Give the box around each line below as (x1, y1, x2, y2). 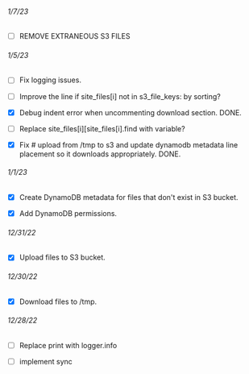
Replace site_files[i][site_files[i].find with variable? (19, 123, 186, 133)
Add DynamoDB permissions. (19, 209, 118, 218)
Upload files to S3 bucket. (19, 252, 106, 262)
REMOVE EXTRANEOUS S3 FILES (19, 31, 131, 41)
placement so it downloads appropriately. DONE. (19, 149, 181, 159)
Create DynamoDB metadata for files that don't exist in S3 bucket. (19, 192, 239, 202)
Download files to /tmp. (19, 297, 98, 306)
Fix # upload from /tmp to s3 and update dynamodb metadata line (19, 139, 239, 149)
